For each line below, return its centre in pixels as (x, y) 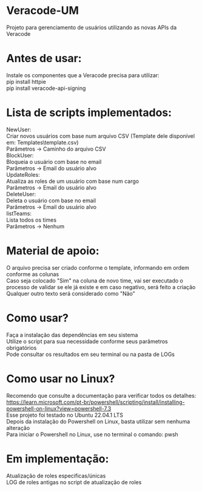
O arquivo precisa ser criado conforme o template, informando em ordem (98, 267)
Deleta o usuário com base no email (51, 200)
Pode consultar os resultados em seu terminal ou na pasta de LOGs (90, 354)
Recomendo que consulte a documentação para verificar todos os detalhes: (101, 395)
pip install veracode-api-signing (46, 88)
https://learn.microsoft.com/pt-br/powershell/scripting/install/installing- (96, 402)
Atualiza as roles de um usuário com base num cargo (73, 181)
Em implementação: (58, 459)
